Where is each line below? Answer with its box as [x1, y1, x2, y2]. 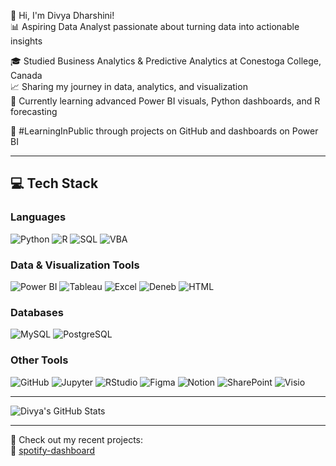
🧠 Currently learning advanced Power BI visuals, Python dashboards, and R [10, 95, 321, 107]
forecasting [10, 106, 58, 117]
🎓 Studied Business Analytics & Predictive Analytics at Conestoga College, [10, 55, 322, 67]
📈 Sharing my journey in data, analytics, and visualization [10, 81, 248, 92]
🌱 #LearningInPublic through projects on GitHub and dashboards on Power [10, 125, 319, 137]
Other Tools [10, 353, 69, 367]
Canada [10, 70, 43, 81]
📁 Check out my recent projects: [10, 433, 144, 445]
